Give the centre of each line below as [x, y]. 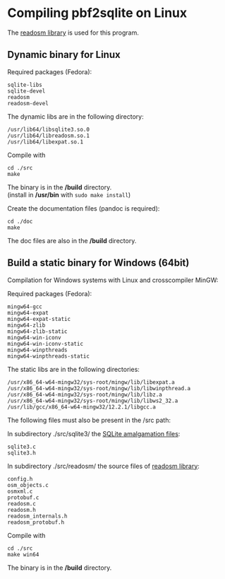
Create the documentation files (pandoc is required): [84, 208]
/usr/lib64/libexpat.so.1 [45, 142]
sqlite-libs [25, 85]
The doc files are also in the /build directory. [72, 240]
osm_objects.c [28, 485]
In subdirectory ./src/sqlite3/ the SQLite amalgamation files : [94, 433]
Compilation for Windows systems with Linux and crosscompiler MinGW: [113, 280]
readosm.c [22, 503]
